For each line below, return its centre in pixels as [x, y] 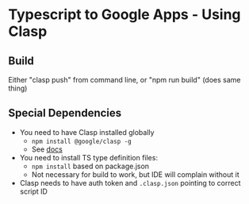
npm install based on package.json [90, 166]
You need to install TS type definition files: [89, 157]
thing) [18, 88]
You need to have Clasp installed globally [87, 132]
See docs [47, 149]
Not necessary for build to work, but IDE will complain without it [135, 174]
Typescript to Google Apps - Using [125, 15]
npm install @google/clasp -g [82, 141]
